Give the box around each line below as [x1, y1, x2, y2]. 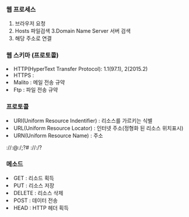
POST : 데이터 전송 [14, 197, 58, 204]
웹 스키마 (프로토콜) [6, 51, 59, 60]
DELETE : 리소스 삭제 [14, 190, 64, 197]
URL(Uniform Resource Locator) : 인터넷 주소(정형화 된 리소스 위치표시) [14, 124, 184, 132]
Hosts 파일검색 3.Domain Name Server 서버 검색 [14, 27, 131, 35]
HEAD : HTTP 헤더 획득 [14, 204, 69, 212]
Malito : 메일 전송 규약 [14, 79, 66, 86]
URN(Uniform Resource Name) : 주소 [14, 132, 103, 139]
